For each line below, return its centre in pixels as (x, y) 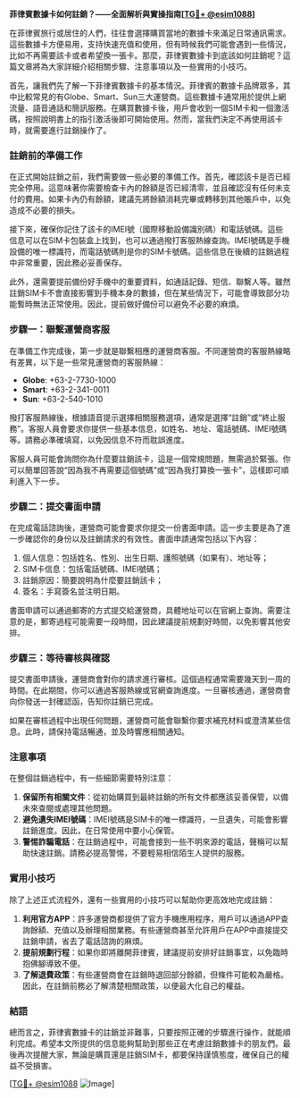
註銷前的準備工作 (46, 156)
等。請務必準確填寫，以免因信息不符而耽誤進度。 (99, 439)
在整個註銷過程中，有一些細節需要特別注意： (92, 778)
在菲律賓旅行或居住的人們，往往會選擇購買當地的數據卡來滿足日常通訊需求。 (150, 33)
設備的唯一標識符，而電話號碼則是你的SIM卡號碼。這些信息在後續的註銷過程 (150, 252)
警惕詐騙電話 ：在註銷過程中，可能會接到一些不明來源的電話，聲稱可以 (151, 842)
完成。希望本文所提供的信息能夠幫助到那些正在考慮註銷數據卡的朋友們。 (150, 1043)
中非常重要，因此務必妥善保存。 (68, 263)
